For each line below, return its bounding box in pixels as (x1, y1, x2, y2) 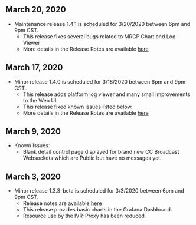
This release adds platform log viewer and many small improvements (22, 91, 190, 98)
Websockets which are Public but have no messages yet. (22, 154, 162, 161)
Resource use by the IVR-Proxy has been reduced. (22, 212, 146, 220)
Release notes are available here (22, 200, 102, 207)
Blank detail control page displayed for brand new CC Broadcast (22, 148, 179, 155)
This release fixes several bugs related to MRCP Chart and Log (22, 32, 176, 40)
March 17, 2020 (5, 62, 63, 72)
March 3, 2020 (5, 171, 61, 181)
